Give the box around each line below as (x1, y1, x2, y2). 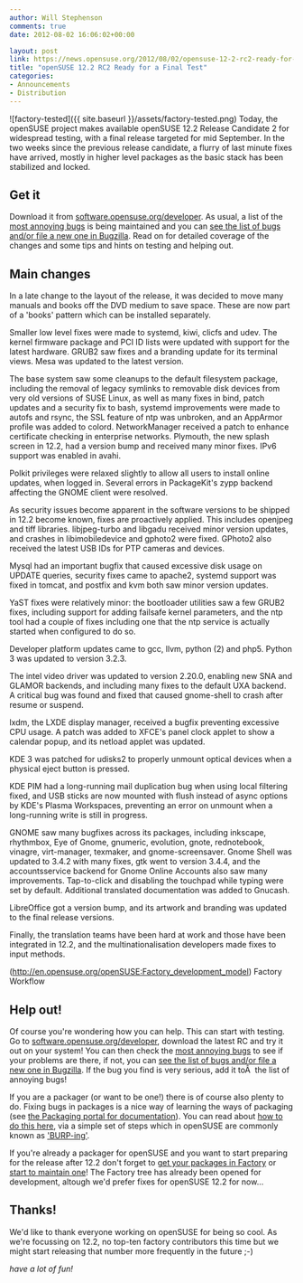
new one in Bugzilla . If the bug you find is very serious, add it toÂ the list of (9, 1064, 290, 1076)
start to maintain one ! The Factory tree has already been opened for (9, 1167, 262, 1178)
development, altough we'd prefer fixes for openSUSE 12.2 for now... (9, 1176, 264, 1187)
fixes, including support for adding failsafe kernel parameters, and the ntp (9, 607, 284, 618)
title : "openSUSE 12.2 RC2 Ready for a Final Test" (9, 63, 207, 72)
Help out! (9, 1002, 62, 1017)
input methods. (9, 948, 66, 959)
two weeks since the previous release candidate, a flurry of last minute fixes (9, 142, 293, 153)
